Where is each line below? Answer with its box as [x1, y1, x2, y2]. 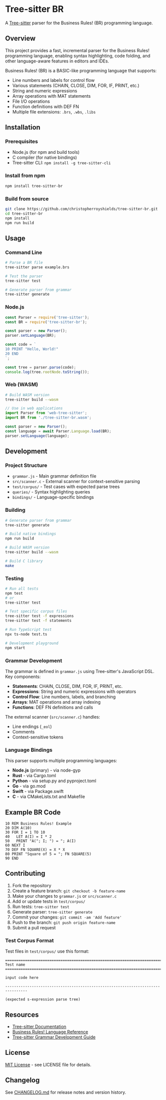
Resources [5, 1010, 39, 1019]
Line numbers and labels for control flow [12, 77, 95, 83]
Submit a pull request [12, 924, 56, 930]
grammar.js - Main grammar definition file [12, 473, 96, 479]
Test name [5, 962, 26, 968]
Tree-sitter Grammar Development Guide [12, 1034, 96, 1040]
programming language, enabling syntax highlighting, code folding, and [5, 53, 151, 59]
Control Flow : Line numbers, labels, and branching [12, 693, 116, 700]
